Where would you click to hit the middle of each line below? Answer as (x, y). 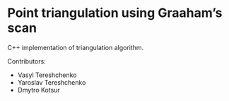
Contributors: (27, 61)
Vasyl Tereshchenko (47, 75)
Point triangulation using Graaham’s (115, 13)
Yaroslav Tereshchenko (52, 82)
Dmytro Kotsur (39, 90)
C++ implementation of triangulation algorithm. (76, 47)
